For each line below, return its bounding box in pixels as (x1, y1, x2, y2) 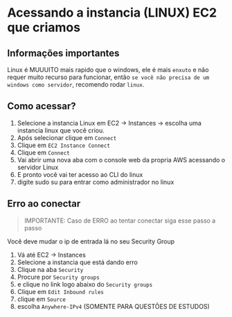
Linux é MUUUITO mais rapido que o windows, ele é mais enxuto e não (7, 66, 209, 74)
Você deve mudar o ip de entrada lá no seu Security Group (7, 237, 175, 246)
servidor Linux (17, 163, 59, 171)
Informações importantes (7, 47, 120, 59)
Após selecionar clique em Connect (17, 133, 117, 142)
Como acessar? (7, 101, 76, 112)
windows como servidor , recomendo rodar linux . (7, 80, 145, 88)
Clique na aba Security (17, 265, 84, 273)
